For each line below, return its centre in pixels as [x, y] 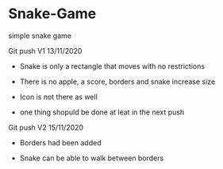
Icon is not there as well [58, 96]
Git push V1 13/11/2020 [45, 51]
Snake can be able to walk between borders [92, 158]
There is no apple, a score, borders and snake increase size [117, 81]
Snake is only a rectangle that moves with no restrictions [112, 66]
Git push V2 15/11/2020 [46, 127]
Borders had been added [60, 142]
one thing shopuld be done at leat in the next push [102, 112]
